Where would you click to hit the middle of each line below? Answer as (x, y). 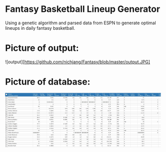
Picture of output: (42, 48)
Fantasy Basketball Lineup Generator (83, 9)
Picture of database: (48, 82)
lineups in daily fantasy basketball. (40, 28)
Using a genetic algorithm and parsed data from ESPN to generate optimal (81, 23)
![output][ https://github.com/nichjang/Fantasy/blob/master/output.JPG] (78, 62)
